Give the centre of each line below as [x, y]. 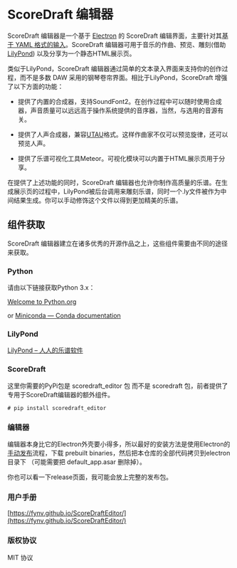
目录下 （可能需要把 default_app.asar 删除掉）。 [77, 462]
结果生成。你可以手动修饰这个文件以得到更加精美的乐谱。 [98, 200]
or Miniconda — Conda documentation [64, 316]
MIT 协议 [20, 557]
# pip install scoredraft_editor [57, 408]
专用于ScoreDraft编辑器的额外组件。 [61, 394]
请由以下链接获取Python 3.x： [51, 288]
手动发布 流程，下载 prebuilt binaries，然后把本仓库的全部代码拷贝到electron [119, 453]
